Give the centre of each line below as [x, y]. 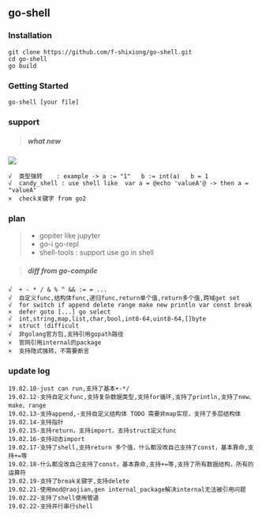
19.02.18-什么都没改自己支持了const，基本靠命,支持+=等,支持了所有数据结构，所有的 [131, 465]
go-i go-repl [59, 244]
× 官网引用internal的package [55, 343]
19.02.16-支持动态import [47, 439]
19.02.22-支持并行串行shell [51, 507]
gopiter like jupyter [70, 236]
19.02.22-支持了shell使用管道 [54, 498]
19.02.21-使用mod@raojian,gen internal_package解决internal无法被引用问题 [127, 490]
